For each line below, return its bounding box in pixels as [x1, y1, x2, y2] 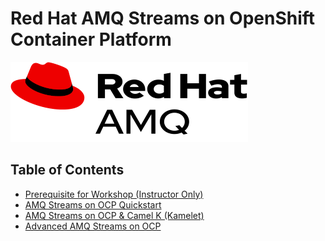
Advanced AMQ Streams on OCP [24, 220, 162, 232]
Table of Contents [10, 162, 125, 179]
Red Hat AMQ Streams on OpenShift [10, 7, 316, 30]
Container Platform [10, 28, 172, 51]
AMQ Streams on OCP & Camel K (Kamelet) [24, 209, 205, 221]
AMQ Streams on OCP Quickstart [24, 198, 162, 211]
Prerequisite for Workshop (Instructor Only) [24, 188, 204, 200]
